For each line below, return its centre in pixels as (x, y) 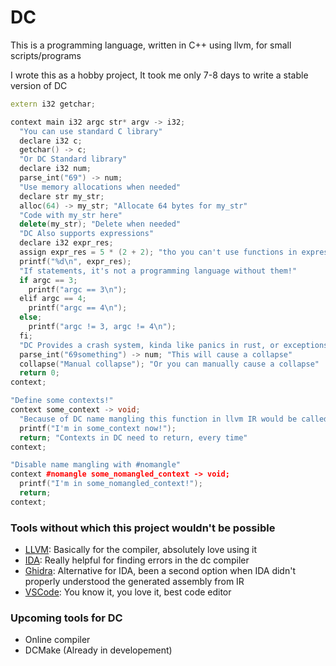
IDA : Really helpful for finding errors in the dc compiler (137, 560)
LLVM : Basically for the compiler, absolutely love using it (141, 550)
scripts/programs (46, 55)
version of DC (39, 85)
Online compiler (57, 640)
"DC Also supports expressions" (87, 234)
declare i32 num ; (55, 169)
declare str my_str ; (62, 196)
